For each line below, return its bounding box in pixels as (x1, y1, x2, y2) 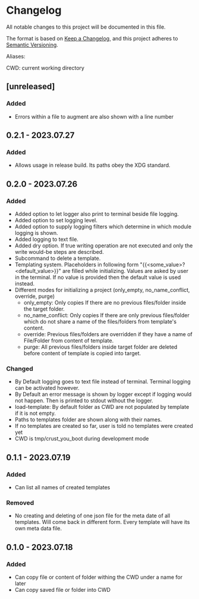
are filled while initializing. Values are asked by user (62, 268, 189, 274)
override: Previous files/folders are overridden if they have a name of (23, 331, 193, 337)
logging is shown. (14, 229, 58, 236)
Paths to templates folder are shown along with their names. (14, 416, 162, 423)
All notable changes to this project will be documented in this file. (6, 23, 166, 30)
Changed (6, 364, 34, 373)
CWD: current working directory (6, 64, 85, 72)
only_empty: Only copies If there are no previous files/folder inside (23, 299, 187, 306)
